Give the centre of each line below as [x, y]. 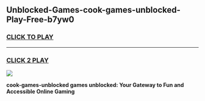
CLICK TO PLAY [30, 37]
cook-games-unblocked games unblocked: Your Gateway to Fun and [95, 84]
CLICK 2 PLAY [27, 60]
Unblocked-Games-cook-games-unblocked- [94, 10]
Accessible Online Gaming [41, 91]
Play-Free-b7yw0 [40, 20]
